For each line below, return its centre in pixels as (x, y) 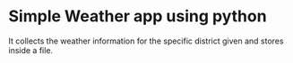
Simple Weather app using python (138, 16)
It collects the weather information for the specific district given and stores (146, 41)
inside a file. (31, 50)
